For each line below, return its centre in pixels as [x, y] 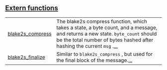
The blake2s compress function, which [102, 21]
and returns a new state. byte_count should [107, 34]
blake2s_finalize [27, 57]
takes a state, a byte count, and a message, [107, 28]
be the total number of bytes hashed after [105, 40]
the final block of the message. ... [94, 60]
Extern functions [32, 8]
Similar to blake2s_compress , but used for [105, 54]
